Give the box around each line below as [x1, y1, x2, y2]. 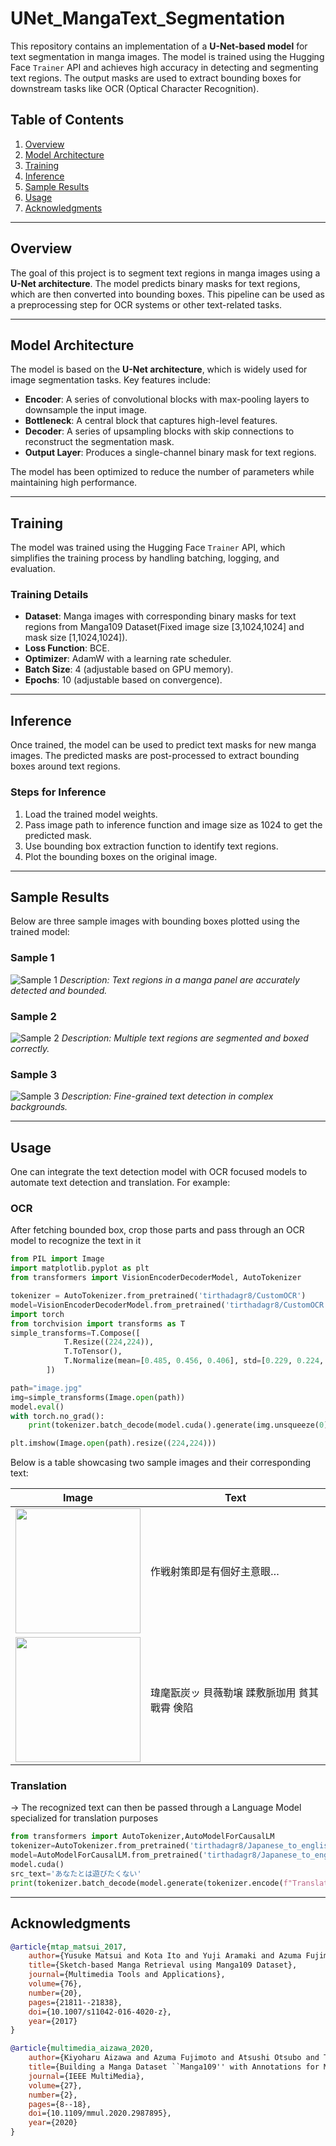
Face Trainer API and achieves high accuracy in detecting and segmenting [10, 61, 319, 73]
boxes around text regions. [10, 760, 121, 772]
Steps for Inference [10, 785, 107, 799]
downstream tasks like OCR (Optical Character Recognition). [10, 82, 260, 94]
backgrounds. [10, 1101, 68, 1113]
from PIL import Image [10, 1254, 105, 1264]
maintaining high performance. [10, 477, 138, 489]
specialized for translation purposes [10, 1812, 159, 1824]
